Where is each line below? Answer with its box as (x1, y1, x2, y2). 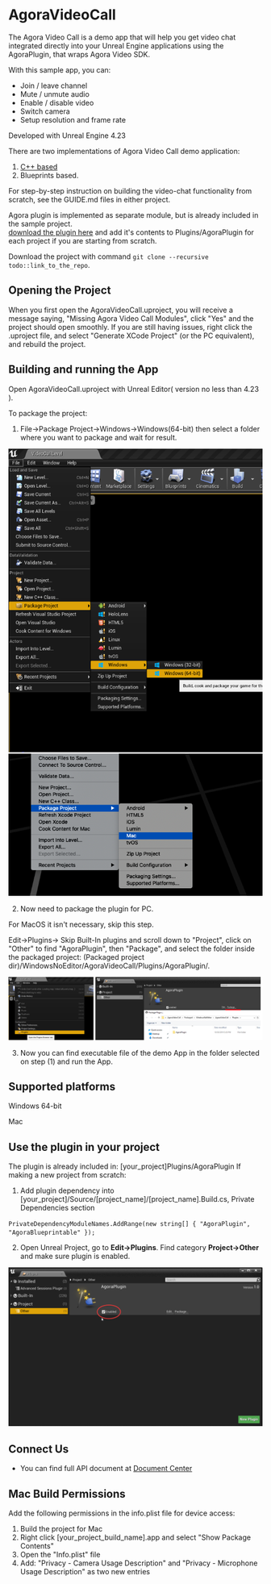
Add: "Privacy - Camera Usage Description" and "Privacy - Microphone (19, 1558, 258, 1568)
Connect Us (8, 1442, 69, 1456)
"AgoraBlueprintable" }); (8, 1228, 95, 1237)
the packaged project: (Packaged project (8, 952, 145, 962)
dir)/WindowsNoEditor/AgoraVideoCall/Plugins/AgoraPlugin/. (8, 961, 211, 971)
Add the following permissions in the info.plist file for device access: (8, 1508, 236, 1518)
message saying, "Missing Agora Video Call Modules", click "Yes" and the (8, 313, 254, 323)
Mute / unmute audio (19, 89, 90, 98)
